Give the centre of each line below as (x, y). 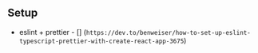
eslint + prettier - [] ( (53, 32)
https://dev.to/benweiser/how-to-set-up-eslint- (168, 32)
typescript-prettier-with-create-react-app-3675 (101, 41)
